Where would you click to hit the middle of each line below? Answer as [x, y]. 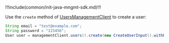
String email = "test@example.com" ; [44, 26]
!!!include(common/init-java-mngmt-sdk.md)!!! [53, 7]
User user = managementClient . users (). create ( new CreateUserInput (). [80, 35]
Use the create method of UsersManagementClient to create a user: [76, 17]
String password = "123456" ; [36, 30]
